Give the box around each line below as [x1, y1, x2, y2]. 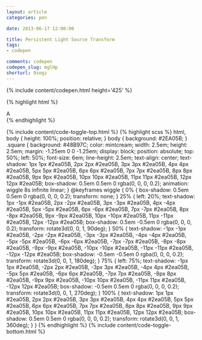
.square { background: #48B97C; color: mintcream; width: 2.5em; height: [6, 141, 188, 148]
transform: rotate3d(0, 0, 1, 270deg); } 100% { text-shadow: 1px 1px [6, 289, 174, 296]
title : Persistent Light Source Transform [6, 36, 115, 42]
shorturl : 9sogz [6, 70, 47, 76]
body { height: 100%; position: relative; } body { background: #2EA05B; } [6, 135, 187, 142]
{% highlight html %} [6, 98, 59, 105]
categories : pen [6, 15, 47, 21]
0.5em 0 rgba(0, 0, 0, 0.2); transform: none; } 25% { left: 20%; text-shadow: [6, 192, 195, 200]
